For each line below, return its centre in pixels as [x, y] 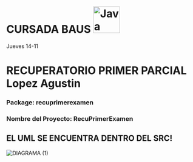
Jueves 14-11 [22, 46]
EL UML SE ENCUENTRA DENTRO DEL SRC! [90, 139]
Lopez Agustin [43, 83]
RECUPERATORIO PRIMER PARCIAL [96, 71]
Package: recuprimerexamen [50, 103]
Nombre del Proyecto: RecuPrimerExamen [70, 118]
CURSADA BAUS [49, 29]
